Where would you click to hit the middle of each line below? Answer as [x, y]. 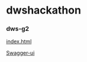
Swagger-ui [20, 53]
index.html [19, 41]
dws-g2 [18, 29]
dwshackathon [44, 10]
